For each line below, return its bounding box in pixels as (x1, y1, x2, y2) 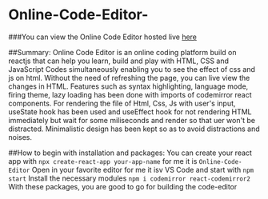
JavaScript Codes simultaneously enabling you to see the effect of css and (8, 64, 256, 74)
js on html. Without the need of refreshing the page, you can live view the (8, 73, 250, 82)
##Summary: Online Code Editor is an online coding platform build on (8, 47, 238, 57)
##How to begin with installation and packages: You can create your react (8, 148, 252, 157)
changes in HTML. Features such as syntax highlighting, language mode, (8, 82, 249, 91)
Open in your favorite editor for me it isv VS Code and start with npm (31, 165, 254, 174)
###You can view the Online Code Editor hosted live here (8, 32, 198, 42)
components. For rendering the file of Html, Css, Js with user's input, (8, 98, 236, 108)
